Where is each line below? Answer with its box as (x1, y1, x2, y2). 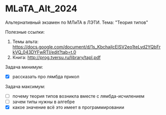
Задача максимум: (5, 84, 46, 89)
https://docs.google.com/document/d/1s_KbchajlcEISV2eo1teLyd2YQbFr (12, 44, 161, 50)
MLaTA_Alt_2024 (5, 3, 78, 14)
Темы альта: (12, 38, 39, 45)
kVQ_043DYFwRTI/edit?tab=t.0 (12, 49, 77, 55)
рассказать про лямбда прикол (12, 73, 80, 79)
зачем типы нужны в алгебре (12, 99, 75, 105)
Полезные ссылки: (5, 29, 45, 35)
